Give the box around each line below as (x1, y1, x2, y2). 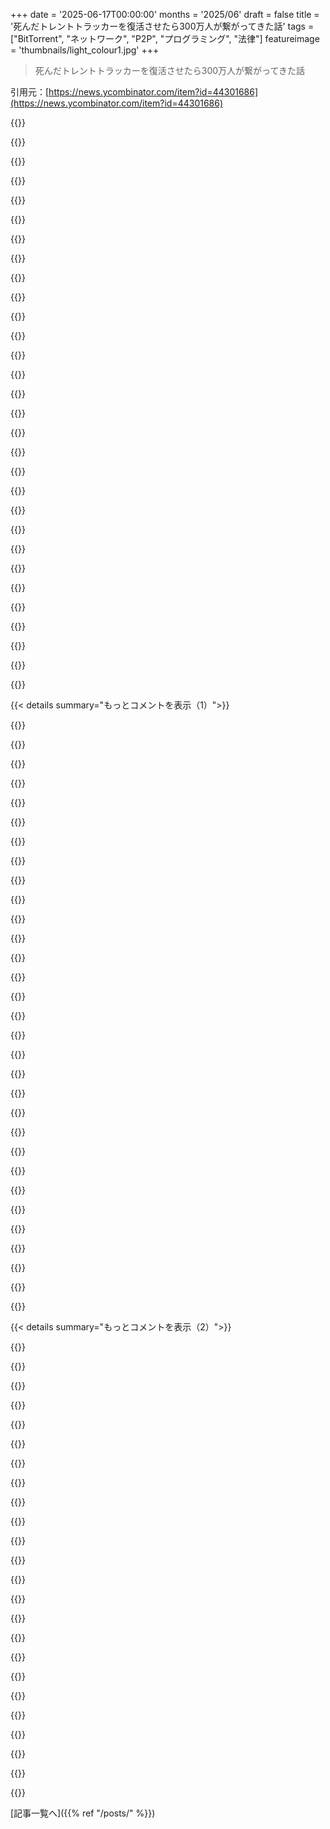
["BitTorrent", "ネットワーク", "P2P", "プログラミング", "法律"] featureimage (10, 33, 320, 44)
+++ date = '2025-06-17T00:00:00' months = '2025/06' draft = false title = (10, 9, 320, 20)
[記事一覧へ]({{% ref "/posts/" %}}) (10, 1807, 156, 1819)
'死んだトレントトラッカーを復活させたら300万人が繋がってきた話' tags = (10, 20, 315, 32)
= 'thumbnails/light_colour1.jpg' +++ (10, 44, 160, 56)
